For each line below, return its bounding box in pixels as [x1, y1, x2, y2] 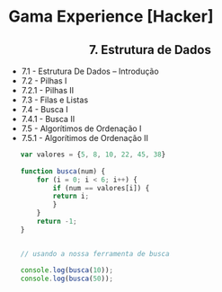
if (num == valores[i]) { [52, 183, 150, 192]
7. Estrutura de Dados [88, 42, 212, 58]
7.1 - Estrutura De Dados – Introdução [21, 66, 159, 76]
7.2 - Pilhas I [21, 75, 67, 86]
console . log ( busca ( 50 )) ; [20, 274, 114, 283]
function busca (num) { [20, 166, 105, 176]
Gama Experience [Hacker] [8, 6, 214, 27]
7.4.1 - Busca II [21, 114, 75, 124]
